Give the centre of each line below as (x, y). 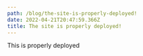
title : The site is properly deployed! (65, 26)
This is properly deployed (44, 46)
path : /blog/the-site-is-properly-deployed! (72, 13)
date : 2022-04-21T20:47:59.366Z (54, 20)
